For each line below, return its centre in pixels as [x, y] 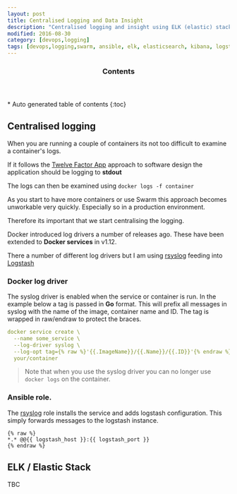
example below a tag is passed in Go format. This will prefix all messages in [117, 304]
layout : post [26, 14]
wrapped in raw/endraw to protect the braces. [74, 319]
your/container [36, 358]
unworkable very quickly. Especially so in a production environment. [107, 207]
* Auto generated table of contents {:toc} [67, 104]
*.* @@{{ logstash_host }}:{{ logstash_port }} [79, 439]
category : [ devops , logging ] [49, 40]
